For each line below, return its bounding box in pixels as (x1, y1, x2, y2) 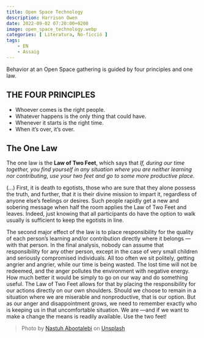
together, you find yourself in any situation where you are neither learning (6, 166, 192, 173)
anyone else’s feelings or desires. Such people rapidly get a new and (6, 197, 179, 205)
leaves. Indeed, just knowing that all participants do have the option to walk (6, 210, 196, 218)
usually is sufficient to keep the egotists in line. (6, 216, 124, 224)
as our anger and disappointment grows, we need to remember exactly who (6, 300, 197, 307)
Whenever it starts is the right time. (15, 119, 104, 126)
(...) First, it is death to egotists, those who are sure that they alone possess (6, 184, 196, 191)
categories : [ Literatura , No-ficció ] (6, 32, 108, 38)
